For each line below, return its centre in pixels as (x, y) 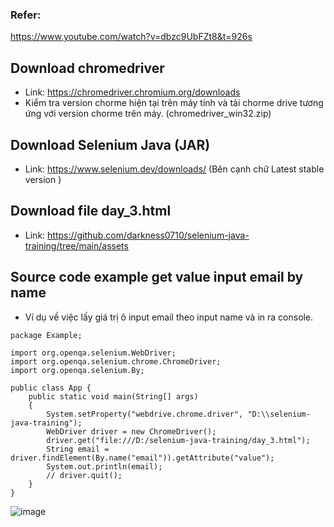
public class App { (51, 388)
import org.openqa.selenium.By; (77, 370)
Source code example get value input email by (157, 277)
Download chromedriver (87, 68)
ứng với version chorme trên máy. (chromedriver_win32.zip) (148, 114)
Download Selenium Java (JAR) (110, 144)
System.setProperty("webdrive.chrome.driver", (145, 414)
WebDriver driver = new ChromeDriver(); (131, 431)
